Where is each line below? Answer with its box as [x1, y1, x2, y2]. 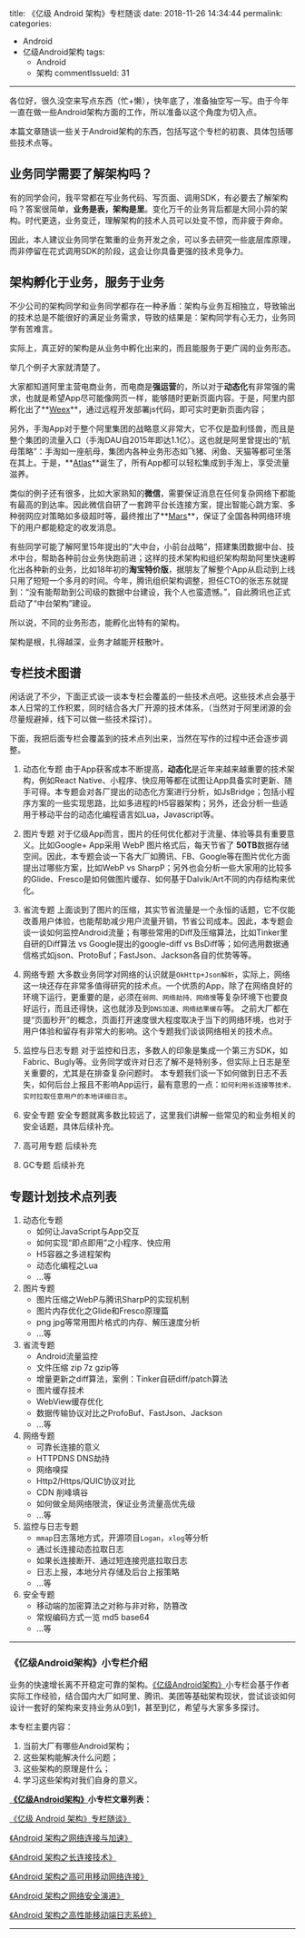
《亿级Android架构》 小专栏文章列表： [9, 1794, 152, 1805]
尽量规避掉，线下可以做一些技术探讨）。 [9, 713, 157, 724]
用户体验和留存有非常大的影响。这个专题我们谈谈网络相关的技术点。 [22, 1026, 278, 1037]
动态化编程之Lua [35, 1260, 98, 1271]
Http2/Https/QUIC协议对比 [35, 1476, 136, 1487]
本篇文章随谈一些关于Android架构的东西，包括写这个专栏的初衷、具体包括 [9, 126, 286, 136]
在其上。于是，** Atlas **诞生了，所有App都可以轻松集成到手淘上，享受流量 [9, 457, 290, 467]
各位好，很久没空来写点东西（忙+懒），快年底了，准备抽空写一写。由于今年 [9, 95, 290, 106]
